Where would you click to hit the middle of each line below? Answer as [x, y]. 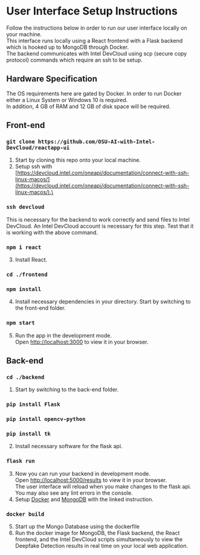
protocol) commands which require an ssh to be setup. [75, 60]
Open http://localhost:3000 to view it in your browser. [82, 342]
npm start [21, 323]
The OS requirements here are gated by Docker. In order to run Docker [94, 93]
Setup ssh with [34, 167]
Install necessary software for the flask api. [69, 446]
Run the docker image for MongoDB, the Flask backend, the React [97, 533]
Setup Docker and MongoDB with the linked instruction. [84, 499]
